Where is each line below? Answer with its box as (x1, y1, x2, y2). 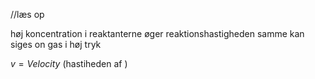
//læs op (10, 9, 45, 20)
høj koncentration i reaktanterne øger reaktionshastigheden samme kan (10, 28, 305, 39)
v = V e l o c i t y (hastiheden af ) (10, 58, 128, 69)
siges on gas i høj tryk (10, 39, 102, 50)
